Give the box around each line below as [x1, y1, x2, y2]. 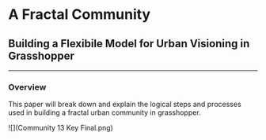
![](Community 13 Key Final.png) [8, 123, 113, 133]
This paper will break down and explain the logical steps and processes [8, 100, 241, 109]
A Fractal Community [8, 6, 151, 24]
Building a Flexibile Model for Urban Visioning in [8, 37, 250, 50]
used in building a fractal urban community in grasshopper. [8, 108, 201, 117]
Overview [8, 81, 47, 92]
